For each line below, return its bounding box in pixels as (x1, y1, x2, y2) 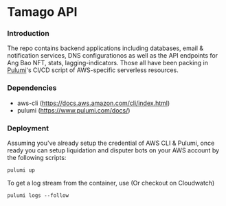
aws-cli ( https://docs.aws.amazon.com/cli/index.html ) (16, 99, 170, 107)
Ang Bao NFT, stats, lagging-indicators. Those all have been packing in (7, 59, 208, 67)
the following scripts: (7, 154, 67, 162)
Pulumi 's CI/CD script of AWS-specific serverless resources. (7, 66, 179, 74)
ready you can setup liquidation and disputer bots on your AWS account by (7, 146, 220, 154)
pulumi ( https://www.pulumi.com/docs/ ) (16, 106, 131, 114)
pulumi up (7, 167, 36, 174)
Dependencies (7, 83, 57, 93)
